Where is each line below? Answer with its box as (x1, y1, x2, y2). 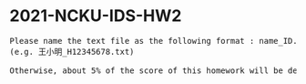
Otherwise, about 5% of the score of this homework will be (9, 65, 284, 76)
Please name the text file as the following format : (9, 36, 255, 46)
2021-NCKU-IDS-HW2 (9, 5, 182, 26)
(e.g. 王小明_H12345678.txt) (9, 47, 135, 57)
